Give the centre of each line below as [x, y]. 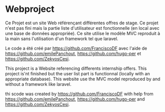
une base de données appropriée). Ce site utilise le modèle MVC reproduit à [82, 33]
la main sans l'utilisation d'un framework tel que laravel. [62, 39]
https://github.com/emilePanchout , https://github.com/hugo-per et [73, 54]
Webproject [30, 9]
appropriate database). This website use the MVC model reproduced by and [83, 79]
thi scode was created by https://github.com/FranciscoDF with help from [79, 94]
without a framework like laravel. [38, 84]
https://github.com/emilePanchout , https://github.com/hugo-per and [75, 99]
